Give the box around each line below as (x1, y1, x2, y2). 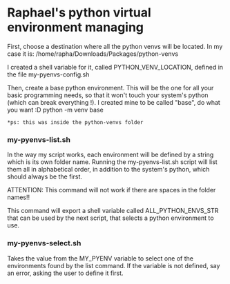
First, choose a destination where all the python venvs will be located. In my (7, 42, 223, 50)
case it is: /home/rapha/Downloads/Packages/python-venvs (7, 50, 178, 58)
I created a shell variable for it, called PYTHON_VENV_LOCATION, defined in (7, 63, 223, 71)
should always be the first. (7, 172, 83, 181)
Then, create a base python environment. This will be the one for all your (7, 83, 214, 92)
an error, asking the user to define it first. (7, 269, 124, 277)
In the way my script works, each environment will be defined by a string (7, 150, 214, 159)
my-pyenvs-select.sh (7, 239, 82, 248)
